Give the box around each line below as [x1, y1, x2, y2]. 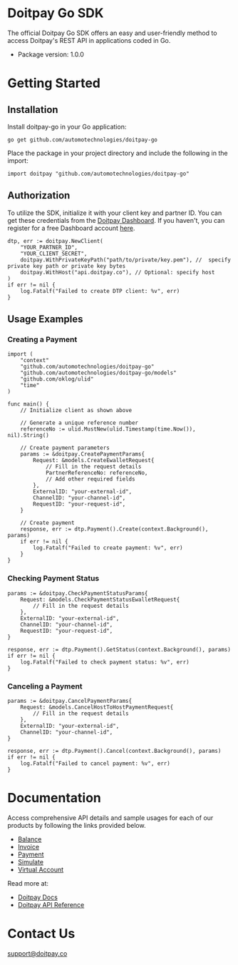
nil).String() [7, 432, 50, 439]
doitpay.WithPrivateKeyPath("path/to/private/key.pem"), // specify [20, 256, 232, 264]
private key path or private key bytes [7, 262, 126, 269]
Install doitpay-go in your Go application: [7, 122, 127, 131]
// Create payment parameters [20, 444, 110, 451]
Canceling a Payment [7, 681, 83, 691]
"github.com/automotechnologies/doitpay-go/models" [20, 369, 177, 376]
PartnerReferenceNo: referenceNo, [45, 469, 148, 476]
